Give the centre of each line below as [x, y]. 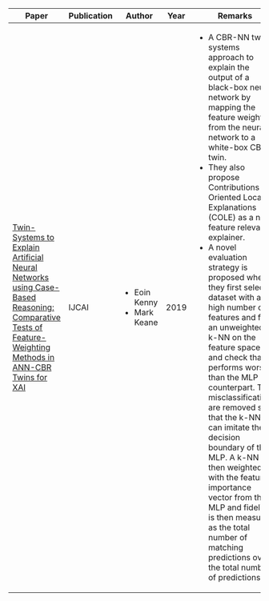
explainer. [227, 237]
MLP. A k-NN [233, 457]
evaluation [227, 257]
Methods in [33, 357]
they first [225, 287]
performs [225, 367]
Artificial [28, 257]
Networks [31, 277]
